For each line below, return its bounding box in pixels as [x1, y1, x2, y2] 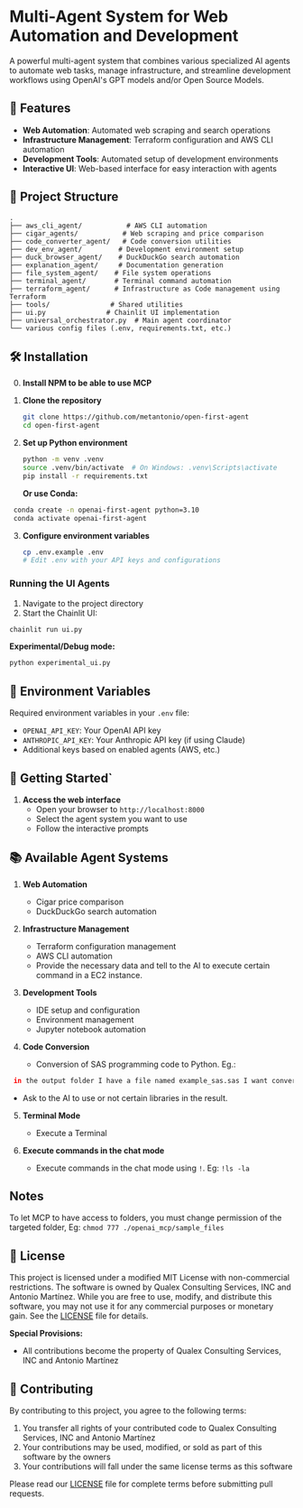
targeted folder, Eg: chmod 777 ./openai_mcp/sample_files [9, 1222, 225, 1233]
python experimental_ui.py [9, 659, 111, 668]
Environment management [35, 1013, 134, 1025]
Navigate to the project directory [22, 597, 144, 608]
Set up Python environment [22, 438, 128, 449]
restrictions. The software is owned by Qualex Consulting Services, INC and [9, 1281, 291, 1292]
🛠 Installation [9, 349, 88, 365]
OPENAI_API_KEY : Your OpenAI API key [22, 725, 161, 736]
